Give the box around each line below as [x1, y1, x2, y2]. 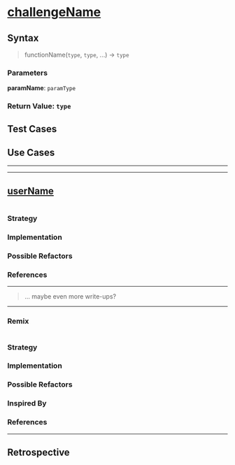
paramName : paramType [7, 84, 76, 92]
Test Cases [7, 123, 57, 135]
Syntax [7, 32, 39, 44]
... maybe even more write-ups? [24, 292, 117, 301]
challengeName [7, 4, 101, 20]
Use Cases [7, 147, 55, 158]
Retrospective [7, 446, 70, 458]
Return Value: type [7, 101, 71, 111]
